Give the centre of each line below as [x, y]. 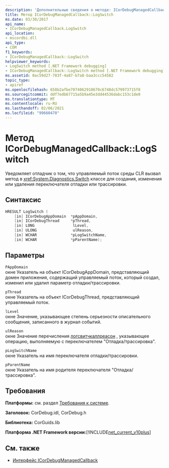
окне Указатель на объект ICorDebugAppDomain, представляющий [77, 272]
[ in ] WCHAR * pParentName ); [58, 240]
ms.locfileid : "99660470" [32, 113]
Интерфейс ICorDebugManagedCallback [55, 460]
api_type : [16, 43]
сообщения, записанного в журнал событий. [53, 322]
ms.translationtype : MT [30, 99]
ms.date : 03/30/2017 [27, 19]
